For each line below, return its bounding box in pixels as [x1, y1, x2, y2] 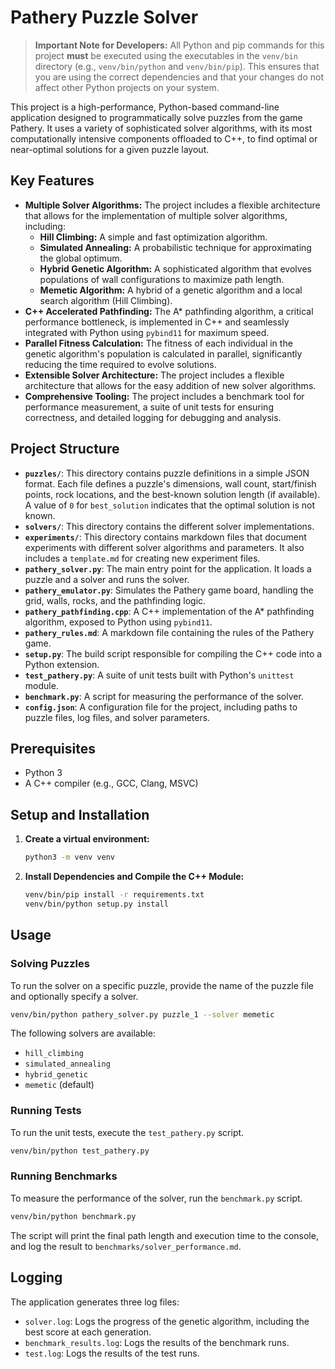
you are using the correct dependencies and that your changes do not [34, 71, 325, 83]
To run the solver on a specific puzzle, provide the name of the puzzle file [10, 979, 314, 991]
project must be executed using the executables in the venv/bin [34, 49, 298, 61]
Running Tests [10, 1104, 82, 1118]
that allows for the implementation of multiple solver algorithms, [24, 209, 288, 221]
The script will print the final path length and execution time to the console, [10, 1229, 319, 1241]
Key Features [10, 172, 95, 190]
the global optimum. [39, 252, 123, 264]
